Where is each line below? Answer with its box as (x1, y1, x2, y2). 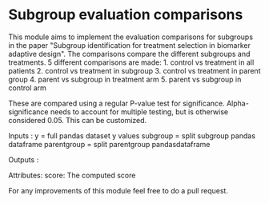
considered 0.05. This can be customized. (8, 115, 147, 125)
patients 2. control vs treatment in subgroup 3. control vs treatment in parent (8, 66, 261, 75)
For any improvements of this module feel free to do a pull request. (8, 185, 228, 195)
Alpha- (227, 98, 250, 108)
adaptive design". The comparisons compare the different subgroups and (8, 49, 251, 58)
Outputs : (8, 154, 39, 165)
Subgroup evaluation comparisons (8, 6, 243, 24)
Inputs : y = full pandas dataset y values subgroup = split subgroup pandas (8, 130, 256, 141)
